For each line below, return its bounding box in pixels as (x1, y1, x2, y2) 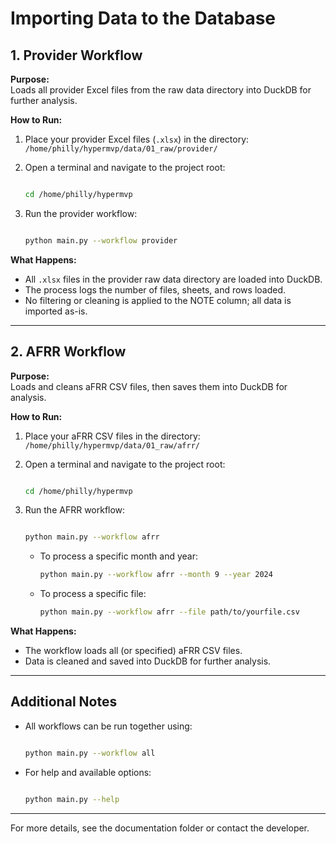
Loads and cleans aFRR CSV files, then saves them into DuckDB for (10, 380, 288, 392)
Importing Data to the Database (10, 7, 277, 30)
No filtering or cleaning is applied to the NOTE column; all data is (24, 294, 292, 306)
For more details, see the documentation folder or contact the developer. (10, 822, 310, 834)
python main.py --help (24, 794, 120, 804)
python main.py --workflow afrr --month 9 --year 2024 (39, 570, 273, 580)
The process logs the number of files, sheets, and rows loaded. (24, 283, 287, 296)
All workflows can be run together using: (24, 720, 193, 732)
